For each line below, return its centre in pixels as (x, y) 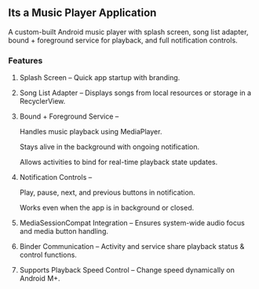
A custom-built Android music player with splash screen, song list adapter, (128, 31)
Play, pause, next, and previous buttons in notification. (107, 192)
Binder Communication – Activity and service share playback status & (132, 247)
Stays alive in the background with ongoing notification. (109, 147)
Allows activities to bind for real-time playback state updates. (119, 162)
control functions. (48, 255)
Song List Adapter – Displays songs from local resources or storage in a (135, 93)
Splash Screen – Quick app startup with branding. (100, 78)
